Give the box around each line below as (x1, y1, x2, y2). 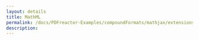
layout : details (6, 8, 46, 15)
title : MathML (6, 14, 41, 20)
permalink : (6, 19, 33, 25)
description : (6, 25, 38, 31)
